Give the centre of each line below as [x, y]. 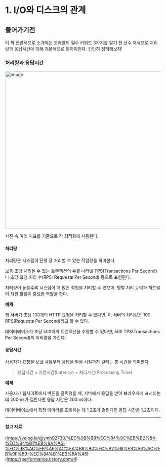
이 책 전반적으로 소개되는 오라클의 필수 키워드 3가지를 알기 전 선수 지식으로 [77, 43]
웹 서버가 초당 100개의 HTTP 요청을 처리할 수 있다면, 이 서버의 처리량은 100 [78, 315]
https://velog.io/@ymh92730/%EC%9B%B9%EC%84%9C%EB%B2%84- [82, 438]
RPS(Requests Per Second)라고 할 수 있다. [47, 321]
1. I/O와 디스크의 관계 [46, 10]
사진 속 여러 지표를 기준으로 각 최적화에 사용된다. [52, 236]
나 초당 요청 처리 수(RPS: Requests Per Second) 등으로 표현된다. [68, 277]
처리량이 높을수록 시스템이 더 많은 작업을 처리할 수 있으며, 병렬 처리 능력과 [76, 288]
